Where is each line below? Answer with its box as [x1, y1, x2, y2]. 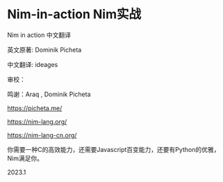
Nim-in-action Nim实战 [7, 6, 141, 22]
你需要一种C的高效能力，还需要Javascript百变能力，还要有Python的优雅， [7, 145, 220, 153]
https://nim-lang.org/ [7, 117, 67, 126]
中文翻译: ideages [7, 60, 58, 68]
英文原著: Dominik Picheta [7, 45, 82, 54]
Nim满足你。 [7, 154, 44, 162]
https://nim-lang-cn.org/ [7, 130, 77, 139]
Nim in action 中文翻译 [7, 31, 72, 39]
